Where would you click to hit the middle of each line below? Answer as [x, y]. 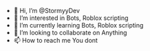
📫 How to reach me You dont [56, 40]
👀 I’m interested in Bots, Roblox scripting [71, 18]
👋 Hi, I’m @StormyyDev [47, 11]
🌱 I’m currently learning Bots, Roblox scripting [78, 25]
